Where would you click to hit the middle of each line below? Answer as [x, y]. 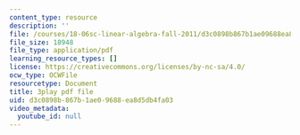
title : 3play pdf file [51, 91]
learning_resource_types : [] [63, 59]
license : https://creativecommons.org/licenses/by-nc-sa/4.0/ [127, 67]
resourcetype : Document [54, 83]
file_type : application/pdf [62, 51]
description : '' [39, 26]
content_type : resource [54, 17]
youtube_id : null [50, 116]
